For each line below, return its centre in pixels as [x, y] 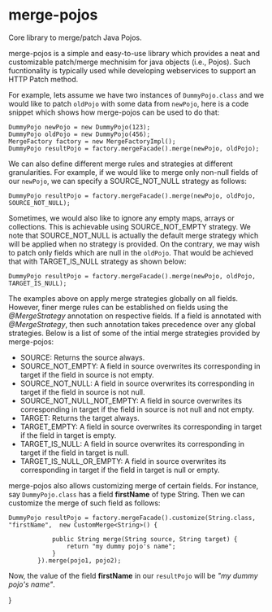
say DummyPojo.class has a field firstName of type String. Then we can [127, 494]
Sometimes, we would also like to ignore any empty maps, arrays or [122, 218]
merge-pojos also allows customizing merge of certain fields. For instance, [134, 485]
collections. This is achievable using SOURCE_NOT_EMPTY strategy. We [130, 226]
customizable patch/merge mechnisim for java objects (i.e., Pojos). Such [130, 62]
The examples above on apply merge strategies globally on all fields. [123, 298]
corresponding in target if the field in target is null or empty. [120, 470]
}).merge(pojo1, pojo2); [80, 560]
